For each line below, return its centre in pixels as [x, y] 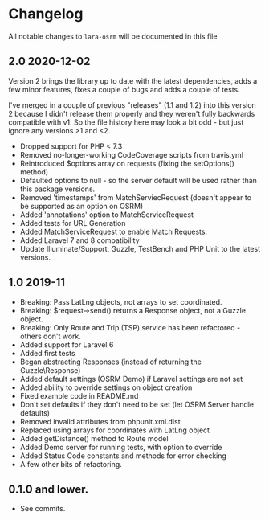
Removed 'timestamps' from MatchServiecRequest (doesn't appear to [135, 197]
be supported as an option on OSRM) [82, 206]
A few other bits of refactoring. [71, 464]
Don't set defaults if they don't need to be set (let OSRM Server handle [137, 404]
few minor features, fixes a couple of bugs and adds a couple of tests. [124, 89]
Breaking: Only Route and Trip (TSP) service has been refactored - [130, 327]
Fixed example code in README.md [79, 395]
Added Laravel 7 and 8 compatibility [79, 240]
